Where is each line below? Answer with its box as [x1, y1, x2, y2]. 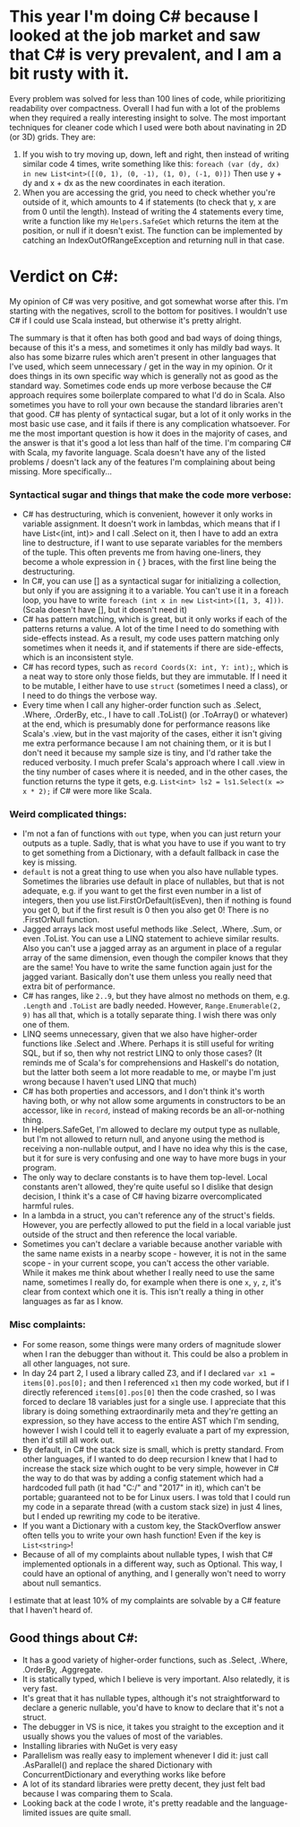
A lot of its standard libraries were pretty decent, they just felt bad [21, 1778, 266, 1789]
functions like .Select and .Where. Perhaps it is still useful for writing [21, 1038, 275, 1049]
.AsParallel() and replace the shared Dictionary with [21, 1759, 213, 1770]
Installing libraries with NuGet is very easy [21, 1740, 178, 1751]
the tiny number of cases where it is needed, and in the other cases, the [21, 766, 288, 778]
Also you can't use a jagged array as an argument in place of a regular [21, 943, 282, 954]
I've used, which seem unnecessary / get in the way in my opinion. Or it [9, 361, 273, 372]
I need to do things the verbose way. [21, 690, 158, 702]
